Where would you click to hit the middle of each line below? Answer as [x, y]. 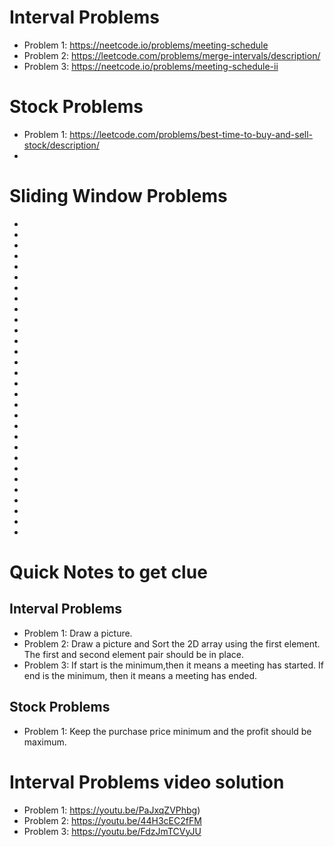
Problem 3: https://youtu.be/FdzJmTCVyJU [112, 831]
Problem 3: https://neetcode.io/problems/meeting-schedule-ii [151, 66]
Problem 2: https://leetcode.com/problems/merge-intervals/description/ [172, 55]
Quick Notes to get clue [108, 572]
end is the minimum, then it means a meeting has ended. [140, 675]
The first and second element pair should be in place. [133, 654]
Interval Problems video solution [147, 782]
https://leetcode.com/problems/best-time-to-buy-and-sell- [191, 134]
